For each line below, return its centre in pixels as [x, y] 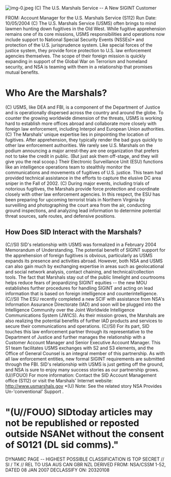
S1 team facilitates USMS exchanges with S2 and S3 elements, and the [80, 348]
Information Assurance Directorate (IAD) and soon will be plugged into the [83, 304]
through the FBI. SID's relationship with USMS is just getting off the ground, [84, 364]
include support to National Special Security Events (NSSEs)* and [75, 39]
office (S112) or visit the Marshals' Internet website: [59, 380]
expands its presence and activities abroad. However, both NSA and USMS [84, 261]
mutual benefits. [22, 72]
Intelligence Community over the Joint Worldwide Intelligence [70, 309]
